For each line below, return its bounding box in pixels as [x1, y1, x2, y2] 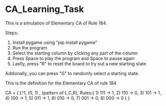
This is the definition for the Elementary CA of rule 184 [5, 80, 117, 86]
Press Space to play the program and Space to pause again [12, 55, 135, 61]
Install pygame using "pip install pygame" [12, 39, 98, 45]
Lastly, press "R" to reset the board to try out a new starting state [12, 60, 147, 66]
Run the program [12, 44, 47, 50]
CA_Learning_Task [5, 3, 84, 15]
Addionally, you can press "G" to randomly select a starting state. [5, 70, 140, 76]
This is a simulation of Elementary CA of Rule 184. [5, 20, 107, 26]
